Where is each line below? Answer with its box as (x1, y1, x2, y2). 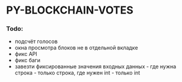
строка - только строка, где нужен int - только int (14, 69, 141, 77)
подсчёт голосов (14, 38, 58, 45)
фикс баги (14, 57, 40, 64)
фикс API (14, 51, 37, 58)
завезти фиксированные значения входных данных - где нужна (14, 63, 177, 70)
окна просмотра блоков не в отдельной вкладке (14, 44, 138, 51)
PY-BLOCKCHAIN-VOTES (6, 4, 133, 17)
